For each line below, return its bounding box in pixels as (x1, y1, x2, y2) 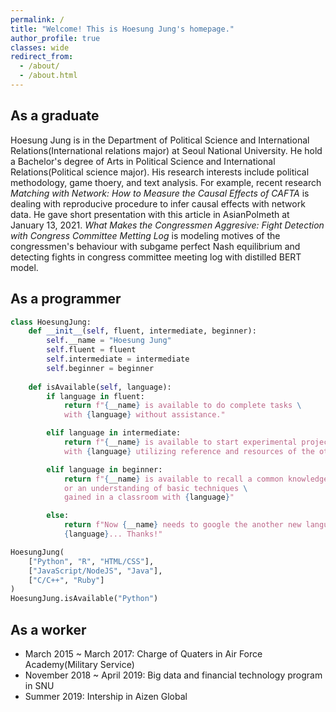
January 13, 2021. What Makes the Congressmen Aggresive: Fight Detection (10, 219, 325, 231)
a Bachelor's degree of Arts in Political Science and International (10, 155, 276, 167)
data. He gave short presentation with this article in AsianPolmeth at (10, 208, 290, 220)
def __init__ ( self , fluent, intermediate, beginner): (28, 326, 257, 336)
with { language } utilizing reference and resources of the (63, 446, 315, 456)
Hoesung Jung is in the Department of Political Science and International (10, 134, 310, 146)
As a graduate (10, 107, 100, 125)
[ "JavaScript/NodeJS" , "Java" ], (28, 566, 163, 576)
